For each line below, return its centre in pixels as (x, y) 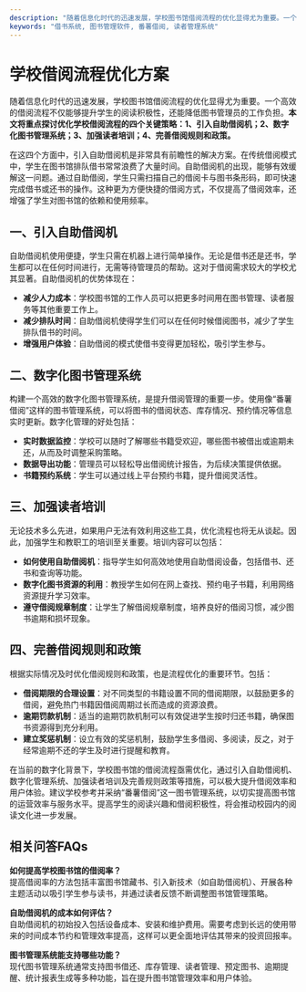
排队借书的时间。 (55, 332)
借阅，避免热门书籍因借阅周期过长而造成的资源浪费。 (122, 705)
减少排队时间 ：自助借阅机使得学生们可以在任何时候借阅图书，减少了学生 (158, 321)
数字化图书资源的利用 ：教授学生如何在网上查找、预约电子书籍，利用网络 (158, 584)
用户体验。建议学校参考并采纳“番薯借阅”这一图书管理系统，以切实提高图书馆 (153, 792)
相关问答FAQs (49, 846)
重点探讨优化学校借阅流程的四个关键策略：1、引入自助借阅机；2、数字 (157, 124)
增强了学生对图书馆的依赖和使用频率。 (81, 201)
